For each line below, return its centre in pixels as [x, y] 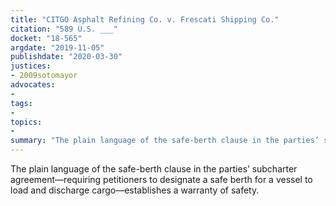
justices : [31, 66]
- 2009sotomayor [44, 76]
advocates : [33, 85]
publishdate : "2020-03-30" [66, 57]
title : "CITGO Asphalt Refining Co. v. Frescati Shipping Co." [145, 19]
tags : [21, 103]
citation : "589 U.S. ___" [64, 29]
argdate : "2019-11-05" [57, 47]
